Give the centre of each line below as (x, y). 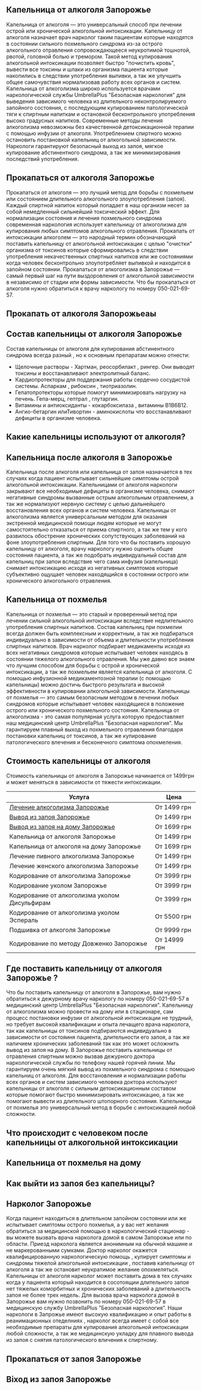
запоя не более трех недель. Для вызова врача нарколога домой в (93, 1295)
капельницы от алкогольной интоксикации (92, 1142)
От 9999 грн (173, 930)
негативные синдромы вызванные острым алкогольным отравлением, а (100, 498)
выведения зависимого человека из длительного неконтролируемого (96, 101)
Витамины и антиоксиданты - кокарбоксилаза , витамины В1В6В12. (101, 405)
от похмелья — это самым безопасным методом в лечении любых (93, 697)
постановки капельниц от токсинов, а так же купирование (81, 736)
